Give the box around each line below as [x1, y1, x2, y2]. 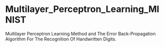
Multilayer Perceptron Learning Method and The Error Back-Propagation [5, 30, 156, 36]
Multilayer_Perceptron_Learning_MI [5, 3, 159, 15]
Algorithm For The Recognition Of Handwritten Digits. [5, 36, 116, 42]
